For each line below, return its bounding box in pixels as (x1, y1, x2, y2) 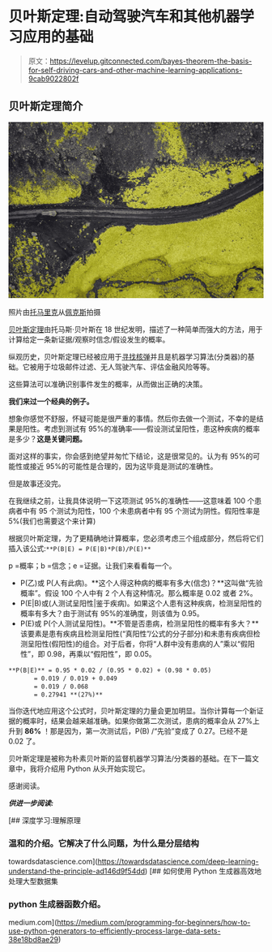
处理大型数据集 (8, 877, 58, 886)
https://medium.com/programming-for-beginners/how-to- (56, 918, 251, 928)
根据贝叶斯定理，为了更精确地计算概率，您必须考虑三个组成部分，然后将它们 (8, 533, 264, 543)
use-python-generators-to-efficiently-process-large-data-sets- (8, 926, 221, 936)
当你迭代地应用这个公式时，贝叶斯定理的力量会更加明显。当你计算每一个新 (8, 705, 257, 715)
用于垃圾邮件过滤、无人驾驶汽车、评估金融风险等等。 (36, 362, 215, 372)
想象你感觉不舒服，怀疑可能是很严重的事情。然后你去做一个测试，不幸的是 (8, 413, 257, 423)
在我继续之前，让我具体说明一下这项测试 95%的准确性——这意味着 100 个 (8, 496, 255, 506)
